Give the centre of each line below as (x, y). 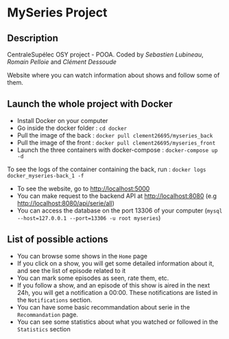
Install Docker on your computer (62, 120)
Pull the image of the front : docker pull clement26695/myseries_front (116, 142)
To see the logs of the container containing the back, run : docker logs (107, 169)
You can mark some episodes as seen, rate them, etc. (93, 278)
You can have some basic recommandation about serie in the (104, 307)
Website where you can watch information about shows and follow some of (113, 75)
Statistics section (44, 329)
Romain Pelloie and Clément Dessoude (62, 62)
